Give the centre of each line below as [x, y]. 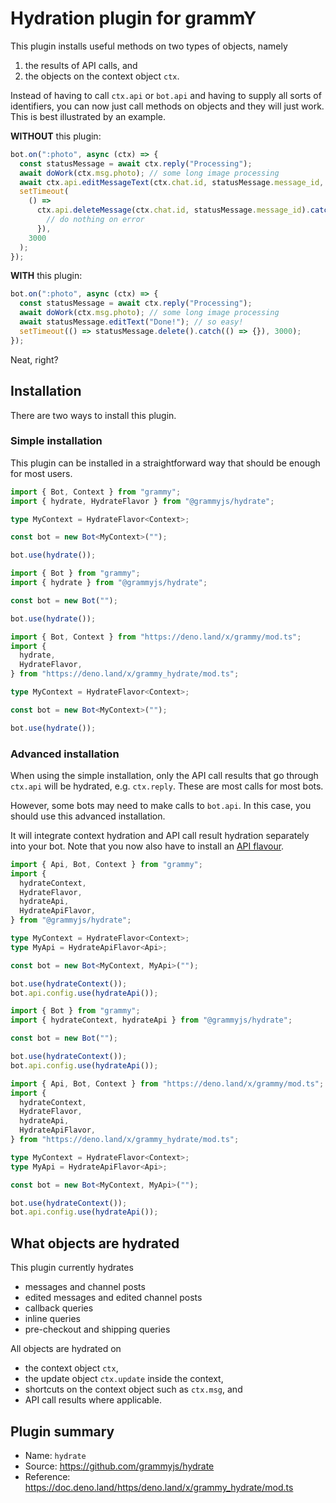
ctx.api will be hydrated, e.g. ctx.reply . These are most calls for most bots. [167, 786]
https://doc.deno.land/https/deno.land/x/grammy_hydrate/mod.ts [159, 1487]
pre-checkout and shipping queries [97, 1329]
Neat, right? [34, 359]
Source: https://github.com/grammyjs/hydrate [119, 1466]
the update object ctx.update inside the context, [124, 1379]
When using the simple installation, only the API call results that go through [164, 775]
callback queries [59, 1308]
